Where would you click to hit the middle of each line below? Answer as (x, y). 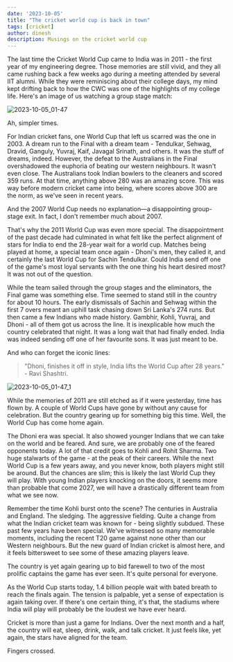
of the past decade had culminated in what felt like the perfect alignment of (115, 238)
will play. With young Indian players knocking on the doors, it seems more (112, 481)
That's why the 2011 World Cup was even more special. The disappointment (115, 230)
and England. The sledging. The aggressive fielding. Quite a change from (112, 516)
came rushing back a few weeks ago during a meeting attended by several (114, 74)
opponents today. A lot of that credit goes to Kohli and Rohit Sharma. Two (112, 451)
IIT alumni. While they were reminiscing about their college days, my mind (113, 81)
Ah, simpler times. (33, 123)
